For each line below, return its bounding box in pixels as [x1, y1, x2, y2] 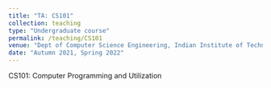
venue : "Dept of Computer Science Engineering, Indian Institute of [8, 42, 244, 50]
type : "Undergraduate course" [8, 26, 110, 34]
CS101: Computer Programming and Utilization [8, 71, 162, 80]
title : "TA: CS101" [8, 11, 74, 20]
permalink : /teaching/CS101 [8, 34, 103, 42]
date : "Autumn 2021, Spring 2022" [8, 49, 125, 57]
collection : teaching [8, 19, 81, 27]
